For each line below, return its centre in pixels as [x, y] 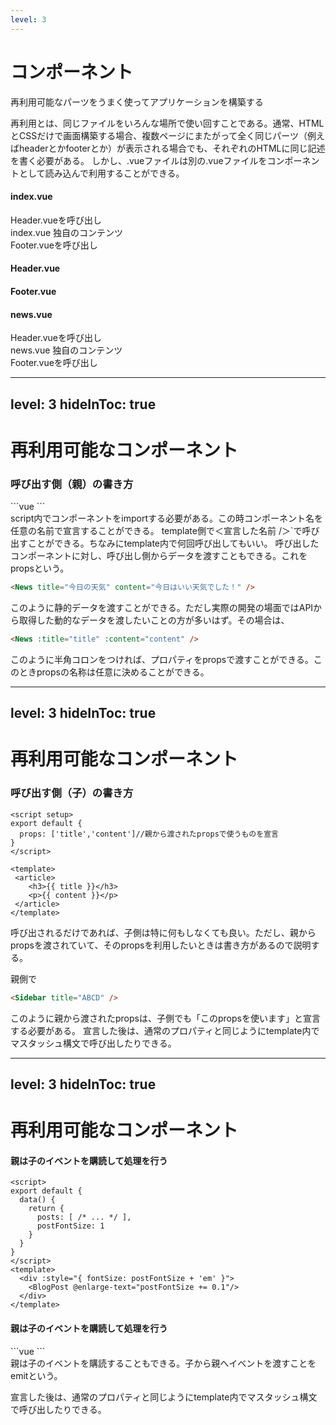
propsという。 [40, 568]
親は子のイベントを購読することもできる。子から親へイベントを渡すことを [163, 1363]
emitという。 [36, 1375]
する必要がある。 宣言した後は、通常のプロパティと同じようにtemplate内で [165, 1030]
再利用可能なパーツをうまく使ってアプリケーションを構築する [137, 102]
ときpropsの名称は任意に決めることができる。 [114, 672]
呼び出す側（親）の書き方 [72, 484]
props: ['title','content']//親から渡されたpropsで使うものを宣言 [149, 834]
